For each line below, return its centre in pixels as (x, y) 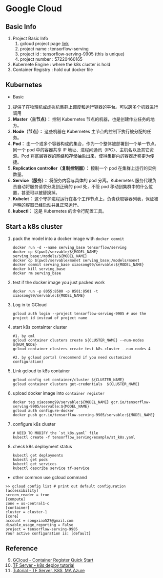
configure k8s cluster (34, 424)
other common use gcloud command (50, 477)
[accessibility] (22, 490)
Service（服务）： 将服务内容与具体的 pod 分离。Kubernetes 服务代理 (82, 180)
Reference (22, 548)
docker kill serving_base (39, 269)
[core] (12, 516)
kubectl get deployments (38, 455)
